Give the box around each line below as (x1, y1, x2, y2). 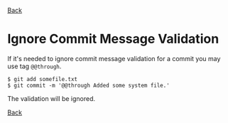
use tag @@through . (7, 62, 62, 70)
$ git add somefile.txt (7, 75, 78, 82)
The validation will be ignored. (7, 94, 96, 102)
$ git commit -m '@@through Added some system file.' (7, 82, 170, 89)
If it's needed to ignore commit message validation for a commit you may (7, 54, 221, 63)
